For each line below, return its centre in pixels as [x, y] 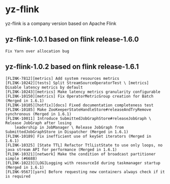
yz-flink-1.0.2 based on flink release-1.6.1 [72, 67]
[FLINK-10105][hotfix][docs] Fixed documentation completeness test [79, 105]
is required [18, 176]
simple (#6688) [21, 159]
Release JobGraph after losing [38, 123]
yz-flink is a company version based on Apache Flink [61, 23]
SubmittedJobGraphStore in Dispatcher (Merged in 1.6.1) [67, 132]
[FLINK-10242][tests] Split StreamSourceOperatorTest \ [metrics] [77, 83]
